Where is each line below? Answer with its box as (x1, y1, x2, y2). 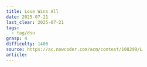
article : (6, 52, 28, 58)
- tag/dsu (11, 30, 35, 36)
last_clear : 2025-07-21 (6, 19, 64, 25)
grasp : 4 (6, 36, 28, 41)
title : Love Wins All (6, 8, 59, 15)
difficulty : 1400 (6, 41, 49, 47)
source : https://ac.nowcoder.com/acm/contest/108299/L (6, 47, 143, 52)
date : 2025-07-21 (6, 14, 49, 20)
